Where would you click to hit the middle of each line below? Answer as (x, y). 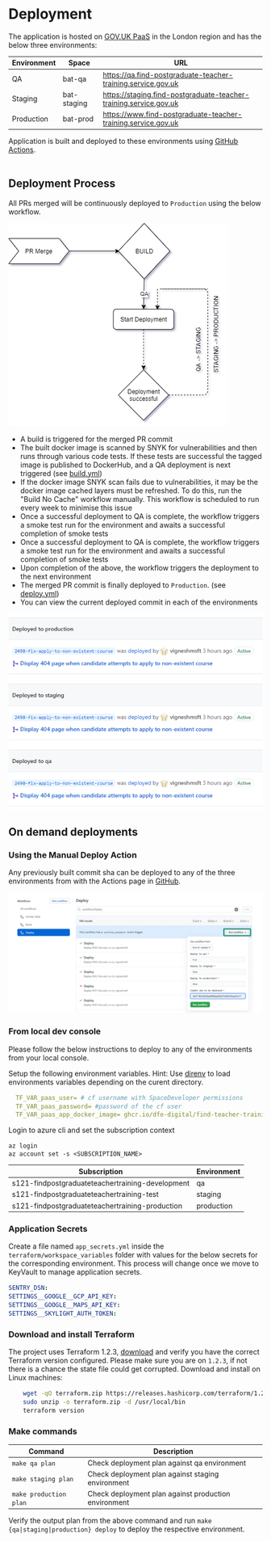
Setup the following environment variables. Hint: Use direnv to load (120, 1073)
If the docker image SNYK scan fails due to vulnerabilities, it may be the (139, 482)
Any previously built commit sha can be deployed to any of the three (122, 873)
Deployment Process (62, 184)
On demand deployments (73, 832)
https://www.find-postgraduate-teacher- (173, 115)
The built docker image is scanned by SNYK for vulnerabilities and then (138, 447)
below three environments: (53, 44)
